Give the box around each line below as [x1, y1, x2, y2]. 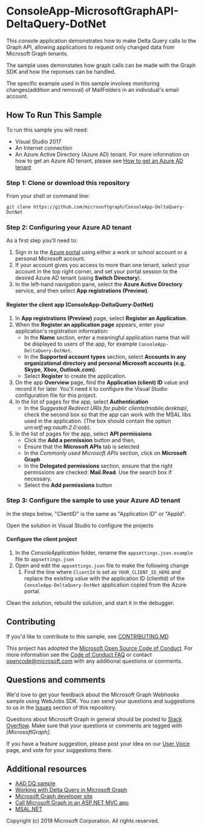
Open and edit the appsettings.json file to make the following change [15, 562, 189, 569]
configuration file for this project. [15, 391, 97, 399]
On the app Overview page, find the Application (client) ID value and [15, 379, 189, 386]
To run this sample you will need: [6, 126, 89, 134]
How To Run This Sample [6, 110, 102, 120]
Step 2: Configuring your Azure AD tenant [6, 223, 132, 231]
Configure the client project [6, 536, 77, 543]
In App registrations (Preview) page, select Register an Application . [15, 314, 187, 321]
